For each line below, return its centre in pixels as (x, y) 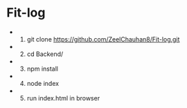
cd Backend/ (45, 54)
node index (43, 83)
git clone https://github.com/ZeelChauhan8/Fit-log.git (103, 39)
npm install (42, 69)
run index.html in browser (63, 98)
